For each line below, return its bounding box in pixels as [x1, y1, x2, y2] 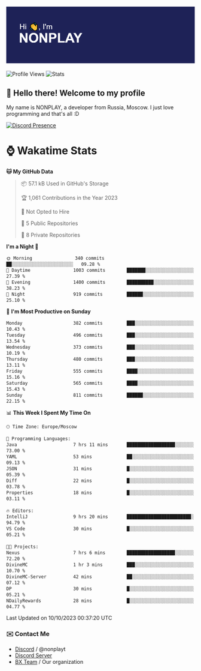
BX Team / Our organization [14, 658, 84, 666]
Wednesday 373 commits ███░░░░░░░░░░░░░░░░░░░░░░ [6, 344, 194, 350]
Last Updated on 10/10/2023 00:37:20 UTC [6, 614, 112, 621]
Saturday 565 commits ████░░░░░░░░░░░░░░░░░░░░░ [6, 380, 194, 386]
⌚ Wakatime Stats [6, 144, 98, 158]
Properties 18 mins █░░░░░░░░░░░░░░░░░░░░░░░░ [6, 490, 194, 496]
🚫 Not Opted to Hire [20, 208, 70, 215]
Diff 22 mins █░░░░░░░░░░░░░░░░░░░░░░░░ [6, 478, 194, 484]
